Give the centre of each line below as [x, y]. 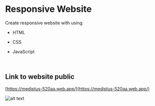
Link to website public [40, 77]
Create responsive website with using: [44, 23]
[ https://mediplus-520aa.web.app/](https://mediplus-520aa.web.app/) [77, 89]
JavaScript [23, 52]
